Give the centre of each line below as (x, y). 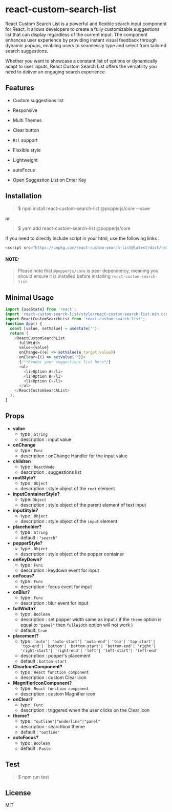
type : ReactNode (37, 467)
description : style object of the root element (68, 488)
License (18, 793)
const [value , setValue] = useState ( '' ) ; (55, 328)
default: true (34, 630)
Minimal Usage (30, 298)
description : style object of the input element (69, 521)
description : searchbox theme (53, 726)
